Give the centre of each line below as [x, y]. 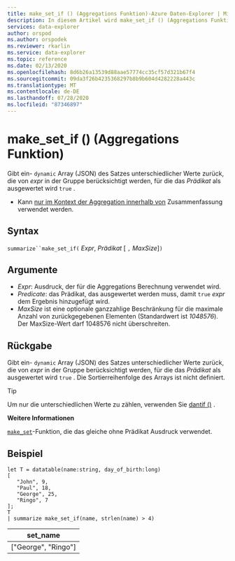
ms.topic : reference [37, 59]
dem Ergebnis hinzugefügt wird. [64, 302]
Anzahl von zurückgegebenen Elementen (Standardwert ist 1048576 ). [118, 316]
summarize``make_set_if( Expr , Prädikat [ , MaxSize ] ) [85, 248]
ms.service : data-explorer [47, 53]
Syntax [23, 231]
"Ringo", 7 [33, 500]
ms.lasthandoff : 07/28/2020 [48, 99]
